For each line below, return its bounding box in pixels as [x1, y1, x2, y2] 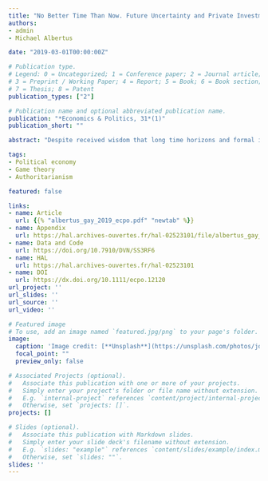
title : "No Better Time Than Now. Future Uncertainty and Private [8, 11, 234, 20]
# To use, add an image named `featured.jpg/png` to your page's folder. [8, 328, 259, 336]
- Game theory [8, 165, 56, 173]
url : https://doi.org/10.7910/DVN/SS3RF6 [15, 246, 156, 254]
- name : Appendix [8, 225, 66, 233]
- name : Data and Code [8, 239, 84, 247]
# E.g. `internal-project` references [8, 394, 145, 402]
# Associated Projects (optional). [8, 372, 127, 380]
